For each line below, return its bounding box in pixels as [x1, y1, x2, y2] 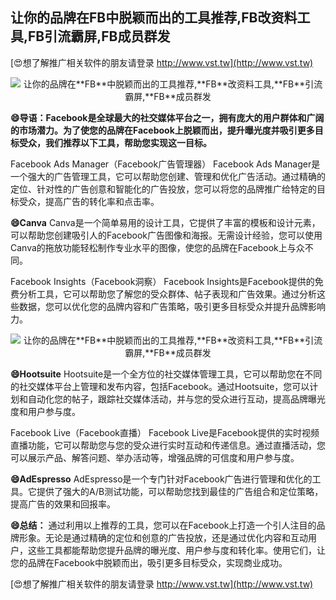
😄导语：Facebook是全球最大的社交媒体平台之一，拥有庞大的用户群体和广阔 [10, 111, 325, 123]
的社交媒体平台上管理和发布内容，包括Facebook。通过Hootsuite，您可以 [10, 380, 310, 392]
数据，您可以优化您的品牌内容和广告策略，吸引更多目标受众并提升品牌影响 [18, 300, 326, 312]
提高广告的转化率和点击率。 [44, 195, 160, 207]
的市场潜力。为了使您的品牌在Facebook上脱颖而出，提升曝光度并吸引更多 [10, 124, 315, 136]
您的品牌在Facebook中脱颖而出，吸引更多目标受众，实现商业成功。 [10, 556, 288, 568]
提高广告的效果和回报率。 [10, 498, 116, 510]
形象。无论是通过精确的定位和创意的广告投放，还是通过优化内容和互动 [18, 531, 308, 543]
